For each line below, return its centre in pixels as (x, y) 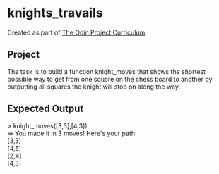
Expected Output (46, 109)
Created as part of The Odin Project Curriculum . (77, 32)
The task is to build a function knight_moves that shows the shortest (107, 71)
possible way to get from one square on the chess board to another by (110, 79)
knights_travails (55, 13)
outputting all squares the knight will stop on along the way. (94, 87)
